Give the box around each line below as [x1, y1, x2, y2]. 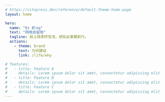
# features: [5, 62, 30, 67]
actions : [9, 39, 28, 44]
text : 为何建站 [18, 48, 47, 53]
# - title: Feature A [5, 66, 54, 71]
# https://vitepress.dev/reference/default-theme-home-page [5, 7, 132, 12]
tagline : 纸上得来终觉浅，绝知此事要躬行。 [9, 34, 89, 39]
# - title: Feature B [5, 75, 54, 80]
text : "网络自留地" [9, 30, 46, 35]
